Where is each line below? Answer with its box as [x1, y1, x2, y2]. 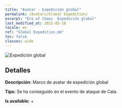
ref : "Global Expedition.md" [5, 30, 64, 35]
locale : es [5, 25, 27, 30]
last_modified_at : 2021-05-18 [5, 20, 67, 26]
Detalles [5, 66, 31, 74]
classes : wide [5, 39, 34, 44]
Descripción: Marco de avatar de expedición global [5, 79, 108, 85]
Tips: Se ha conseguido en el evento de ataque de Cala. [5, 89, 118, 94]
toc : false [5, 35, 27, 39]
